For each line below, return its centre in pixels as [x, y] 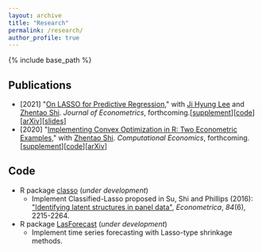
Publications [40, 85]
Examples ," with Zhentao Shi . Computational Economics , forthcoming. [135, 138]
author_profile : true [44, 38]
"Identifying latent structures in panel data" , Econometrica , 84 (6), [139, 207]
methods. [47, 241]
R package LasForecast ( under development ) [94, 223]
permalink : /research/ [46, 30]
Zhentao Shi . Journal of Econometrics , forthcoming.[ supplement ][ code [136, 113]
